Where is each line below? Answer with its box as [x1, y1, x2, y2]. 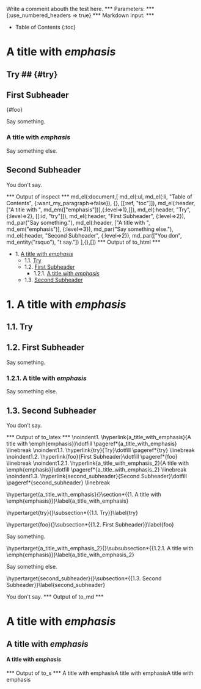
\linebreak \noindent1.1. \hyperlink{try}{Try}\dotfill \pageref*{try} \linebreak [6, 447, 195, 454]
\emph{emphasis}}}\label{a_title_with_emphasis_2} [6, 551, 134, 558]
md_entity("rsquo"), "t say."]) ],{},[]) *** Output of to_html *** [6, 238, 161, 246]
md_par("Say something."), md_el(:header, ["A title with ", [6, 219, 151, 226]
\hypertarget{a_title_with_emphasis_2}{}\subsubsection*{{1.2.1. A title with [6, 545, 194, 552]
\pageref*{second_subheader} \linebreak [6, 479, 111, 486]
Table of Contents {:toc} [15, 24, 76, 31]
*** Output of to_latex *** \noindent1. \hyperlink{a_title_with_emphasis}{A [6, 434, 191, 440]
